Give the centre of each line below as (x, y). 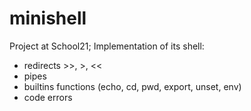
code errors (48, 97)
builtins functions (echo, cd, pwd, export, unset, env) (132, 86)
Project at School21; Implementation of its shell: (107, 46)
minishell (48, 18)
